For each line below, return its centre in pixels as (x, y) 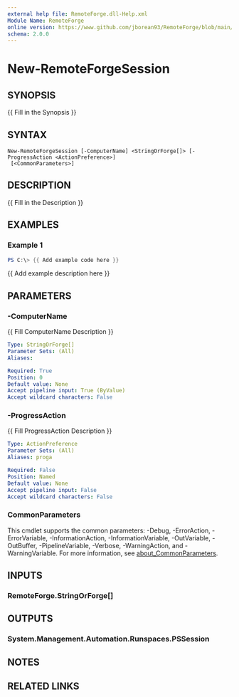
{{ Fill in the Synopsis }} (42, 112)
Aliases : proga (30, 457)
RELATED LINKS (43, 687)
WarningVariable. (33, 553)
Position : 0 (25, 377)
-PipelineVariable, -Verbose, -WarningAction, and (111, 545)
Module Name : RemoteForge (46, 21)
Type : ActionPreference (43, 444)
